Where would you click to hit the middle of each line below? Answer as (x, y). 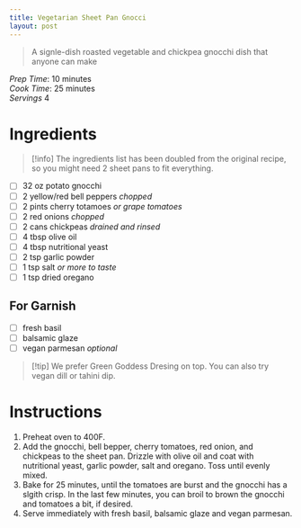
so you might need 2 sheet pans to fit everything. (122, 168)
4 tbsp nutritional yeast (65, 246)
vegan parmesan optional (70, 348)
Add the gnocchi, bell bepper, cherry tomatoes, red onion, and (137, 447)
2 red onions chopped (63, 216)
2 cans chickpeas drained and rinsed (91, 227)
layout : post (34, 26)
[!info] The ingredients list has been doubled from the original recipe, (159, 159)
